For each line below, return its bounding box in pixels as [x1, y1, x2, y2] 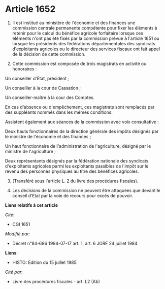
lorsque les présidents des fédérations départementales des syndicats [12, 40, 156, 46]
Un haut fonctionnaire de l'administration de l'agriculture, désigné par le [5, 143, 151, 149]
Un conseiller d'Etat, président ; [5, 75, 69, 81]
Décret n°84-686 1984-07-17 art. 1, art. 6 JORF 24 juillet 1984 [12, 240, 138, 246]
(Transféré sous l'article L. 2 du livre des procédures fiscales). [12, 178, 139, 184]
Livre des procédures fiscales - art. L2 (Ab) [12, 278, 100, 284]
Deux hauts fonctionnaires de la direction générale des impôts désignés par [5, 128, 159, 134]
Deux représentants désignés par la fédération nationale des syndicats [5, 158, 149, 163]
